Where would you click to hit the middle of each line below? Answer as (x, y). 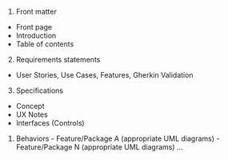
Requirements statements (58, 60)
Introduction (36, 36)
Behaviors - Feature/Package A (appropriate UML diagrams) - (118, 138)
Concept (30, 106)
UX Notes (32, 114)
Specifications (40, 90)
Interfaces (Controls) (50, 123)
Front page (34, 27)
